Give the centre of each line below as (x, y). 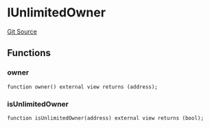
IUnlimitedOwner (57, 13)
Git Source (22, 31)
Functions (29, 53)
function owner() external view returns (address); (82, 87)
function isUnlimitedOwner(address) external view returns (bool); (106, 118)
